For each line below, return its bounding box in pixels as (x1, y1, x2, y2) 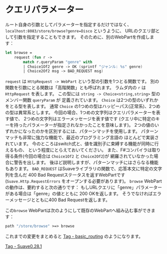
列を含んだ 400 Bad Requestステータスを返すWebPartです (5, 172, 126, 178)
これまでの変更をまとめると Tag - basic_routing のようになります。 (5, 234, 144, 240)
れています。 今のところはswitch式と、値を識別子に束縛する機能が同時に (5, 141, 155, 147)
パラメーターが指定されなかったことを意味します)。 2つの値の (26, 122, 155, 128)
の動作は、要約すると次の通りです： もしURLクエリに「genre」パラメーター (5, 185, 163, 191)
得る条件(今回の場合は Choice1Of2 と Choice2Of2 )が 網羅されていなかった (5, 153, 154, 159)
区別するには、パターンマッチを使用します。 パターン (48, 128, 159, 134)
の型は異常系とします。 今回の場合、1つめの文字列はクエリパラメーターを (5, 110, 156, 116)
